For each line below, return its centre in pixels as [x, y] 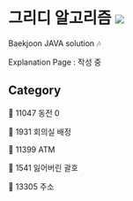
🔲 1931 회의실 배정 [40, 131]
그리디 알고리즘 [60, 18]
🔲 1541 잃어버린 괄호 [43, 167]
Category [35, 91]
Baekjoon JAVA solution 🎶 [55, 43]
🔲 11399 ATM [32, 149]
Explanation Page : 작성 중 [55, 62]
